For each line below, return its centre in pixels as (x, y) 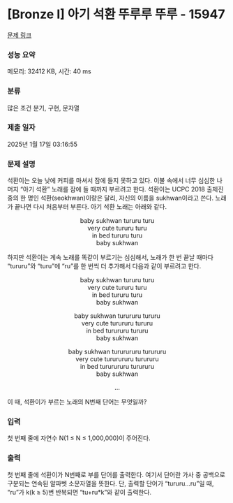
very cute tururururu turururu (117, 359)
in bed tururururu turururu (117, 367)
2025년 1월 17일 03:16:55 (43, 144)
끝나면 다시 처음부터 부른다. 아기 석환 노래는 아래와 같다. (91, 207)
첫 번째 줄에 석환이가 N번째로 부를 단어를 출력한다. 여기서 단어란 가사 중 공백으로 (116, 474)
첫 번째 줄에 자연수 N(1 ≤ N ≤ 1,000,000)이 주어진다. (79, 438)
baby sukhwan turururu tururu (117, 316)
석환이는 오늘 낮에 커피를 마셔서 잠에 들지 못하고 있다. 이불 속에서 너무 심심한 (111, 181)
